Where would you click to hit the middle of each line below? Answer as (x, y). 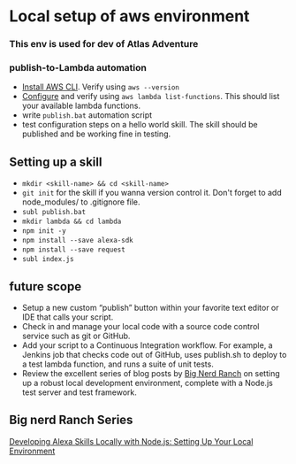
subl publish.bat (54, 213)
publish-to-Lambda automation (78, 68)
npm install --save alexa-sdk (78, 241)
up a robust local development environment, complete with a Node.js (148, 383)
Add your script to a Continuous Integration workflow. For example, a (147, 345)
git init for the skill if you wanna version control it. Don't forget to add (152, 193)
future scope (46, 286)
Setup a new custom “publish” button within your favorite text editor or (151, 308)
